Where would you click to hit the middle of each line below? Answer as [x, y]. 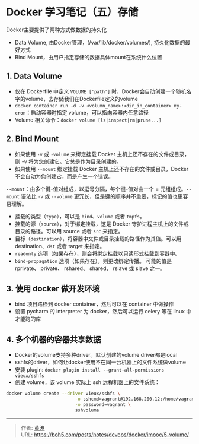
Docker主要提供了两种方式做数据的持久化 [57, 30]
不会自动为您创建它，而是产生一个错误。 [64, 176]
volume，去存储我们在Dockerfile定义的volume [81, 99]
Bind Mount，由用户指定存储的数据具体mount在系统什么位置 [89, 57]
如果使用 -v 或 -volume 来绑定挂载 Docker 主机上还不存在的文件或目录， [102, 154]
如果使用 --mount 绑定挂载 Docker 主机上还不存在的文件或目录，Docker [102, 169]
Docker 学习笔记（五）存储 [72, 12]
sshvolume [87, 410]
